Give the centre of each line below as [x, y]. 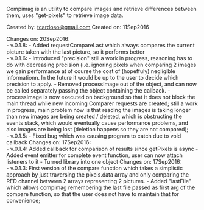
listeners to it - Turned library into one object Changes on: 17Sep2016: [94, 162]
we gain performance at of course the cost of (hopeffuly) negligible [91, 71]
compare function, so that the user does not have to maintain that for [93, 194]
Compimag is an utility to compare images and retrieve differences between [101, 9]
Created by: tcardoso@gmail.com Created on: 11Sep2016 [78, 27]
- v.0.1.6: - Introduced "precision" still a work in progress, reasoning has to [100, 58]
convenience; [23, 201]
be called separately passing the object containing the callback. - [88, 90]
